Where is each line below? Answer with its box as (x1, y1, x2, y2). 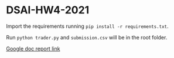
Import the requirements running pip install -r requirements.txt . (6, 23, 169, 30)
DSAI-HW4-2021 (6, 3, 90, 17)
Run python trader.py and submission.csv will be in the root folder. (6, 34, 168, 41)
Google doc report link (6, 45, 60, 52)
